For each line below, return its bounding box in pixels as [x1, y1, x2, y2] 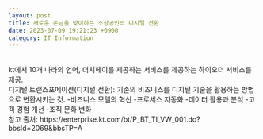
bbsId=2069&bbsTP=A [8, 124, 83, 133]
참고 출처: [8, 114, 38, 124]
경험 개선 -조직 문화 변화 [16, 105, 92, 114]
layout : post [8, 11, 51, 20]
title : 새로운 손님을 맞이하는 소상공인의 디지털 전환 [8, 19, 160, 27]
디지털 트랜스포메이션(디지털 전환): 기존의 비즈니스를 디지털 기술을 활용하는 [8, 85, 240, 95]
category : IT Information [8, 33, 93, 42]
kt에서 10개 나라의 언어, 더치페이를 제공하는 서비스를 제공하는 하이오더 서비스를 [8, 65, 252, 75]
